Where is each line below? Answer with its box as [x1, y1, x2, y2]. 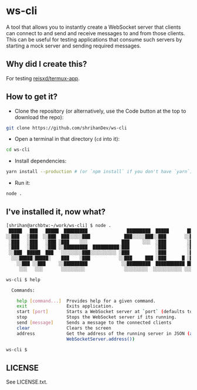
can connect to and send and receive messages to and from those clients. [6, 29, 185, 36]
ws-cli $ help [6, 277, 41, 283]
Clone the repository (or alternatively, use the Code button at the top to [14, 107, 186, 114]
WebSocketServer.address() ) [66, 336, 135, 342]
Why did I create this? [6, 59, 87, 69]
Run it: [14, 179, 30, 186]
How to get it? [6, 92, 58, 102]
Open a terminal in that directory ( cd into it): [14, 135, 120, 143]
